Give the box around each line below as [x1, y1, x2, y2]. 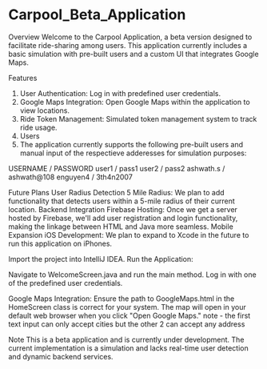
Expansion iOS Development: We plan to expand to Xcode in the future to [8, 230, 249, 239]
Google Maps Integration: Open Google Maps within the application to [19, 97, 250, 106]
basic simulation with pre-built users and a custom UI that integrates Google [8, 49, 259, 58]
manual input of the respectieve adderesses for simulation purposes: [19, 148, 247, 158]
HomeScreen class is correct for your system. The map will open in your [8, 302, 246, 311]
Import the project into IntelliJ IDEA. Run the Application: [8, 254, 193, 263]
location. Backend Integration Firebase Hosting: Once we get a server [8, 204, 238, 214]
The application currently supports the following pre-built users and [19, 139, 244, 149]
